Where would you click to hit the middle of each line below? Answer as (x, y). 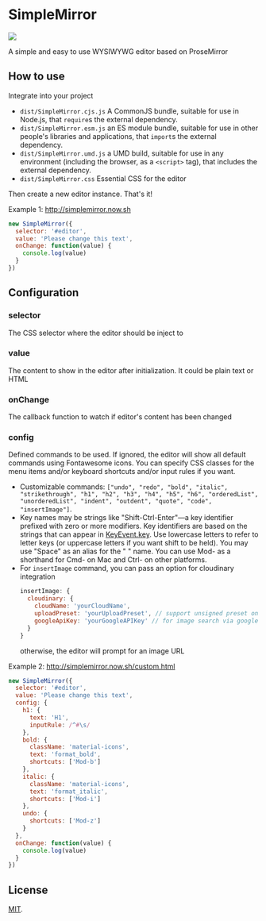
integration (37, 576)
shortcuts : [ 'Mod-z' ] (65, 821)
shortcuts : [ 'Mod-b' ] (65, 762)
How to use (37, 77)
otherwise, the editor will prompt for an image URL (102, 651)
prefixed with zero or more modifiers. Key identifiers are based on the (133, 526)
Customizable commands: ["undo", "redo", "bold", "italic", (124, 487)
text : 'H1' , (49, 717)
